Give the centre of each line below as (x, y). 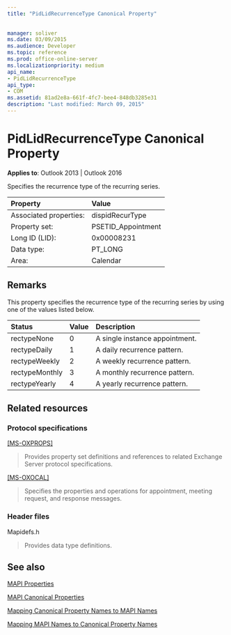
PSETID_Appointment (126, 226)
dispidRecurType (119, 215)
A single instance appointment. (146, 338)
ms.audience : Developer (42, 46)
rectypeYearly (33, 384)
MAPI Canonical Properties (46, 597)
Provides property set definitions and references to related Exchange (123, 457)
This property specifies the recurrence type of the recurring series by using (116, 302)
